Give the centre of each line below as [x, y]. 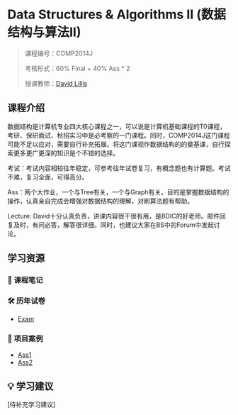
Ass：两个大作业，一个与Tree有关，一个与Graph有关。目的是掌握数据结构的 [118, 192]
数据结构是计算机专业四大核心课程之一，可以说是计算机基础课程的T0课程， [117, 126]
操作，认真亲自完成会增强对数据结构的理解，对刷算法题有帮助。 [100, 201]
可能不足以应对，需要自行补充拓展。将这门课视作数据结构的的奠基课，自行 [116, 144]
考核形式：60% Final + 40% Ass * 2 [77, 68]
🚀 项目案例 [25, 339]
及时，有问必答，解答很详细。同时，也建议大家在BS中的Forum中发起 [114, 225]
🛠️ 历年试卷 [27, 301]
